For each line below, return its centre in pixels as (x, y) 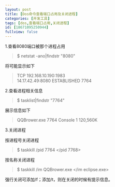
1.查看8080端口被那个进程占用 (35, 46)
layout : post (18, 9)
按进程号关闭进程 (22, 140)
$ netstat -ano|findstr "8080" (46, 56)
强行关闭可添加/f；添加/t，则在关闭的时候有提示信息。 (59, 180)
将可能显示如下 (20, 66)
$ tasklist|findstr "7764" (41, 100)
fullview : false (21, 32)
